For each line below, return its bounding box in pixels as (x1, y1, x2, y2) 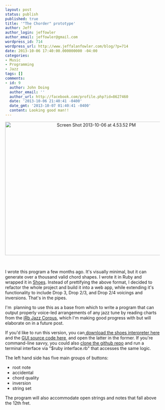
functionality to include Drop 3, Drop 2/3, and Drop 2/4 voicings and (5, 289, 143, 295)
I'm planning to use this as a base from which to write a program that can (5, 304, 154, 310)
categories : (5, 53, 29, 58)
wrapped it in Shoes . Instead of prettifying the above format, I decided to (5, 279, 153, 285)
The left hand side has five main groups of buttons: (5, 355, 109, 361)
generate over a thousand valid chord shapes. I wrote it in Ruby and (5, 274, 142, 280)
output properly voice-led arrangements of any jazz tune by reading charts (5, 310, 157, 315)
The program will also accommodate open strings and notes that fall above (5, 395, 157, 401)
